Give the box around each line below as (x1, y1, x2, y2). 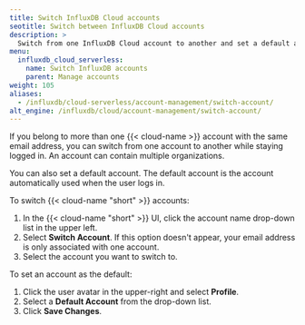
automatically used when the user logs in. (9, 178, 165, 189)
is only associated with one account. (22, 241, 160, 252)
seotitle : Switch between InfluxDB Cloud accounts (9, 22, 205, 31)
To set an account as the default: (9, 269, 133, 280)
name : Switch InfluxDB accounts (25, 64, 148, 74)
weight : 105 (9, 81, 54, 90)
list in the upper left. (22, 222, 98, 233)
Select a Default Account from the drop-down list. (22, 296, 212, 307)
